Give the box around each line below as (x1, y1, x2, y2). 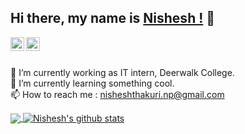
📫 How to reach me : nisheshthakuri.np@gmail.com (10, 88, 225, 100)
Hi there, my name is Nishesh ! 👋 (10, 10, 216, 27)
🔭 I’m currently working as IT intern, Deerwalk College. (10, 66, 235, 78)
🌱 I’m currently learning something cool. (10, 77, 175, 89)
